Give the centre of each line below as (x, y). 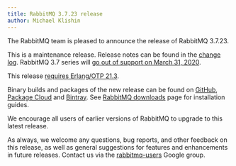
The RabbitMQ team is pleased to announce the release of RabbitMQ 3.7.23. (118, 40)
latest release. (28, 126)
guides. (18, 104)
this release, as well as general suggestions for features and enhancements (118, 147)
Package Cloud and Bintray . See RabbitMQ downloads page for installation (116, 97)
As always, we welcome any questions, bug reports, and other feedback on (118, 140)
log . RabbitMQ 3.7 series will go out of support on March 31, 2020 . (104, 62)
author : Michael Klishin (44, 21)
